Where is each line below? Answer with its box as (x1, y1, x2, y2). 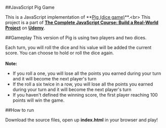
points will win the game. (12, 97, 65, 103)
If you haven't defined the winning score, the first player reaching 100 (12, 92, 158, 98)
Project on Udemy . (5, 25, 46, 31)
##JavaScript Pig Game (5, 5, 55, 10)
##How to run (5, 107, 34, 113)
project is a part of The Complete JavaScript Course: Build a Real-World (5, 20, 158, 25)
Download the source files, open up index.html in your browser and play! (5, 117, 158, 123)
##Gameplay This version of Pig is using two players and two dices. (5, 35, 147, 40)
